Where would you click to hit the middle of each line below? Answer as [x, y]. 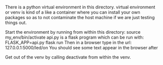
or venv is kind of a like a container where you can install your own [73, 12]
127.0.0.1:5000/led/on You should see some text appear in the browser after [82, 48]
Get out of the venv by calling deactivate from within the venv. [68, 57]
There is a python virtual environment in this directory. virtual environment [80, 7]
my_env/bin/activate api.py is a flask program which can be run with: [75, 37]
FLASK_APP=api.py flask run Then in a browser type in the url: [68, 43]
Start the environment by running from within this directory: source [73, 32]
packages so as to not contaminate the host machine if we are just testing [80, 17]
